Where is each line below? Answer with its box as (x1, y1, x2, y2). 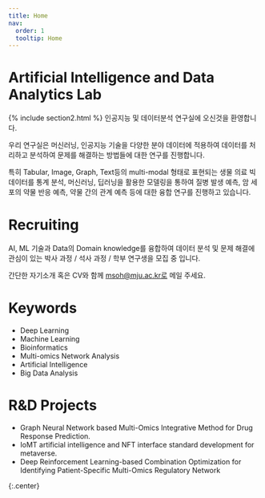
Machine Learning (19, 334, 80, 344)
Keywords (8, 299, 78, 318)
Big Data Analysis (19, 368, 78, 378)
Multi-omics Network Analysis (19, 351, 120, 361)
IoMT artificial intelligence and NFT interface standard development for (19, 440, 255, 449)
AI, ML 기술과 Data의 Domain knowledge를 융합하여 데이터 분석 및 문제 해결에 (8, 244, 255, 253)
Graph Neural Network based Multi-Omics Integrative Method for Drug (19, 423, 254, 432)
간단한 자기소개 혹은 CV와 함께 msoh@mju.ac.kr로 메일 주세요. (8, 270, 206, 281)
